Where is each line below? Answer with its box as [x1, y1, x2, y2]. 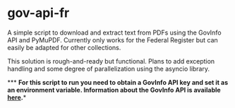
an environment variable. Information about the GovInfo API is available [7, 85, 221, 94]
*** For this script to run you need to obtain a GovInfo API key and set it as [7, 78, 228, 86]
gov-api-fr [7, 5, 70, 21]
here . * [7, 93, 27, 102]
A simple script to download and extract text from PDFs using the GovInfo [7, 28, 222, 37]
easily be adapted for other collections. [7, 43, 121, 52]
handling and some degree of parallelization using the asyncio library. [7, 64, 210, 73]
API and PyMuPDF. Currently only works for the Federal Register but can [7, 35, 219, 44]
